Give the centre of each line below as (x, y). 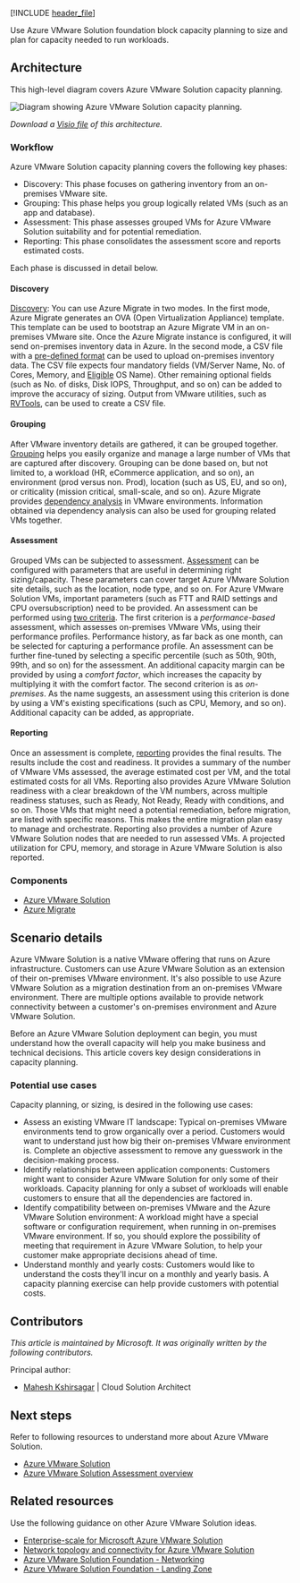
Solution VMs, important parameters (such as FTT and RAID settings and (144, 598)
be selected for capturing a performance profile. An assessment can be (142, 646)
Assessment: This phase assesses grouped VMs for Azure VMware (147, 222)
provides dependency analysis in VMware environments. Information (137, 501)
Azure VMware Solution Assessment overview (108, 1473)
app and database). (59, 213)
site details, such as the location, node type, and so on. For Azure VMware (147, 589)
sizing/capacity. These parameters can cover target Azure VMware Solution (150, 579)
